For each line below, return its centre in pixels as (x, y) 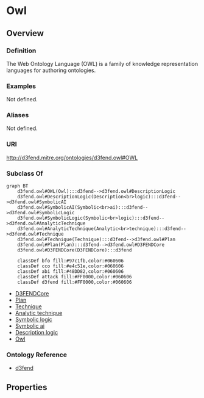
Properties (27, 387)
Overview (25, 33)
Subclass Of (25, 173)
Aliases (18, 115)
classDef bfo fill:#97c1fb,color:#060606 (70, 261)
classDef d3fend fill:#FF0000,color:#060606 (75, 282)
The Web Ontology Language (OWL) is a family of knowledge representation (102, 63)
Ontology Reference (37, 355)
